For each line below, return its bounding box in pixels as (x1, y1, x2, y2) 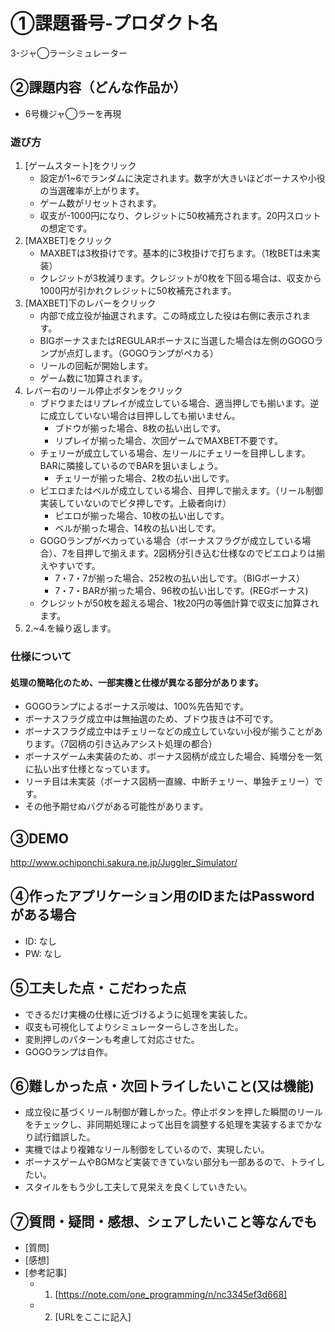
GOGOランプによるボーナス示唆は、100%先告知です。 (24, 700, 249, 713)
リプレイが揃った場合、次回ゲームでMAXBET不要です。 (54, 435, 284, 447)
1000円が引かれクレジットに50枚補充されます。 (39, 285, 237, 297)
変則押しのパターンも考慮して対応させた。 (24, 1033, 200, 1045)
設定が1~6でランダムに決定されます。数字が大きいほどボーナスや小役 (39, 172, 326, 184)
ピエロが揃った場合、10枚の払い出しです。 (54, 510, 230, 522)
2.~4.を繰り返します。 (24, 622, 117, 634)
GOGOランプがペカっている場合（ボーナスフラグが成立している (39, 535, 303, 547)
